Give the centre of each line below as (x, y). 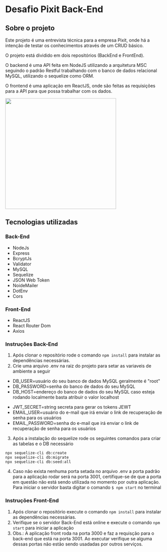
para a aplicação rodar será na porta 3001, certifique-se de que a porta (87, 477)
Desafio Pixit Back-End (54, 9)
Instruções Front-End (32, 501)
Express (21, 253)
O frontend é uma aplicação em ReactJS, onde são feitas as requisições (80, 86)
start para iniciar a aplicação (43, 528)
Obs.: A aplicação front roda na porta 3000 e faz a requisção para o (83, 533)
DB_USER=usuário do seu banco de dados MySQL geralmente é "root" (86, 381)
